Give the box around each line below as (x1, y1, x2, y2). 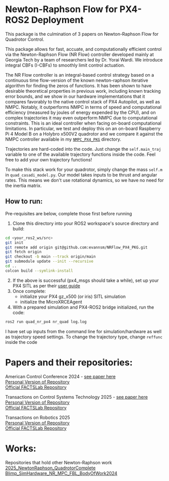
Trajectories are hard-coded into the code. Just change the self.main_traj (5, 146, 161, 152)
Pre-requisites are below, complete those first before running (5, 210, 132, 216)
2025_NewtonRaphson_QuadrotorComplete (5, 465, 96, 471)
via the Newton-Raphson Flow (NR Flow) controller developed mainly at (5, 51, 154, 57)
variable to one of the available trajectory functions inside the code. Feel (5, 151, 156, 157)
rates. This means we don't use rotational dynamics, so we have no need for (5, 177, 164, 183)
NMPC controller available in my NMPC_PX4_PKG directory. (5, 136, 122, 142)
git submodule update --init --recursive (5, 259, 94, 264)
